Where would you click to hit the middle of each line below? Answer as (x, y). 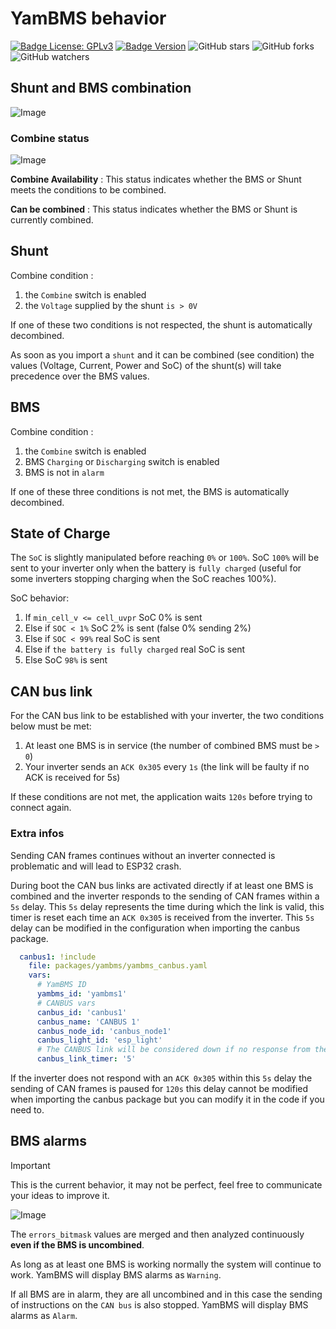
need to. (27, 1110)
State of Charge (60, 533)
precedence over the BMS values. (80, 376)
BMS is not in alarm (64, 472)
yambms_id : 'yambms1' (82, 994)
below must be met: (51, 726)
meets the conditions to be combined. (88, 190)
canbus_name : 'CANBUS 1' (88, 1022)
